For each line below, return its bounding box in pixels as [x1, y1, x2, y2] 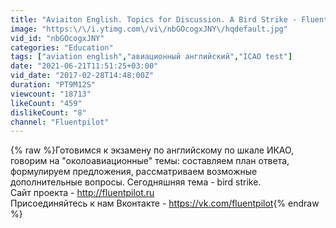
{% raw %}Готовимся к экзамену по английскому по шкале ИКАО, [10, 144, 295, 156]
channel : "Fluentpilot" [10, 117, 110, 127]
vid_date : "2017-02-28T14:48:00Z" [10, 71, 155, 81]
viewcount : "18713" [10, 89, 92, 99]
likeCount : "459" [10, 98, 83, 108]
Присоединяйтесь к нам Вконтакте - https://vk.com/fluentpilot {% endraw [10, 197, 320, 210]
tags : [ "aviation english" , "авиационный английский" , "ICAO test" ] [10, 52, 293, 62]
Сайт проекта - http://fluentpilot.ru [10, 187, 155, 199]
